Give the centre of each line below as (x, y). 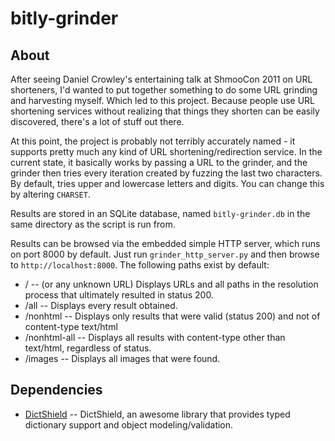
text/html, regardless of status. (88, 348)
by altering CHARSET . (50, 194)
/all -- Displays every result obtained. (101, 305)
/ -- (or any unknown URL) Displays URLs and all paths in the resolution (171, 284)
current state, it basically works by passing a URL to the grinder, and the (159, 162)
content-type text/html (71, 326)
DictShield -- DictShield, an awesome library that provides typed (157, 414)
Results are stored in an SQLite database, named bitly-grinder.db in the (160, 213)
